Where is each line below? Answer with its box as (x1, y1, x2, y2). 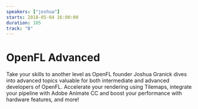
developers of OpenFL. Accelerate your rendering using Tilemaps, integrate (6, 83, 192, 91)
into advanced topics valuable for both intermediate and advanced (6, 77, 170, 84)
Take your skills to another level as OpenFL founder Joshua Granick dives (6, 71, 187, 78)
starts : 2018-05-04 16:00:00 (6, 14, 79, 20)
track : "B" (6, 25, 33, 32)
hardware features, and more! (6, 96, 79, 103)
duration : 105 (6, 20, 42, 26)
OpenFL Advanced (6, 51, 100, 64)
